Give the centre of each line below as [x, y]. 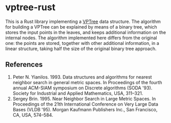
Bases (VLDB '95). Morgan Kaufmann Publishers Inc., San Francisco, [85, 109]
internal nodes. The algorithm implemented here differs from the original [81, 38]
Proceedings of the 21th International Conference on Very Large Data [85, 104]
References [24, 65]
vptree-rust [30, 7]
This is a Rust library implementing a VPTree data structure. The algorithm [83, 21]
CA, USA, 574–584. [33, 115]
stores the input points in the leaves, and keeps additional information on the [86, 32]
